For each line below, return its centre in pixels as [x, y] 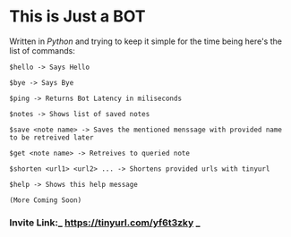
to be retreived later [51, 137]
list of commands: [43, 50]
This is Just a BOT [77, 17]
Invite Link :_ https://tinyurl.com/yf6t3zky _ [105, 223]
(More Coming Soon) [46, 200]
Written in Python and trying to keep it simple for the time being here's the [145, 41]
